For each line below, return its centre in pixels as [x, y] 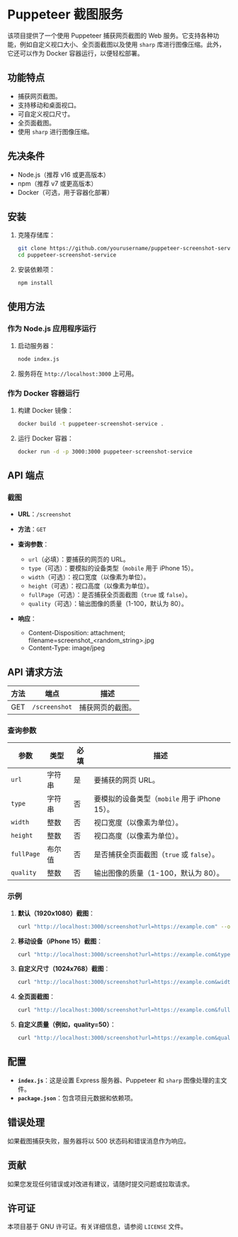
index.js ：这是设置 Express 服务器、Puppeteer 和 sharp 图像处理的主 [119, 1080]
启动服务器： [36, 345]
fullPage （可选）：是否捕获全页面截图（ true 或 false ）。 [110, 595]
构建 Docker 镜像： [45, 410]
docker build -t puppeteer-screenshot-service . [91, 424]
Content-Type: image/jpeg [66, 648]
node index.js [38, 359]
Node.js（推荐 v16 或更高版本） [63, 174]
